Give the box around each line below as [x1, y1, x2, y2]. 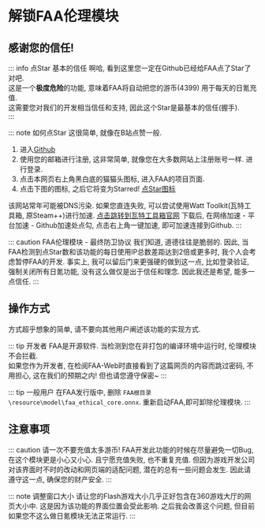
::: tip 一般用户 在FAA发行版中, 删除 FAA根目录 [8, 387, 152, 396]
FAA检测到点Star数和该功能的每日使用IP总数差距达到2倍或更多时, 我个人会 [8, 247, 250, 256]
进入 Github [19, 145, 56, 154]
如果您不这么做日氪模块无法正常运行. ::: [8, 511, 136, 520]
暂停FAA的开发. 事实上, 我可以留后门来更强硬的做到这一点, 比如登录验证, [14, 257, 250, 266]
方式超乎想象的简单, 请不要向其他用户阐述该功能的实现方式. [8, 324, 201, 333]
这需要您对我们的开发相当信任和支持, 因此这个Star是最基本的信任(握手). [8, 103, 240, 112]
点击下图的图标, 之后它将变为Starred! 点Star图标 [19, 184, 176, 193]
